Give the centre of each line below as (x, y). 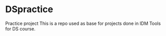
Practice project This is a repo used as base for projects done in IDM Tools (83, 23)
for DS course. (20, 28)
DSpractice (29, 9)
